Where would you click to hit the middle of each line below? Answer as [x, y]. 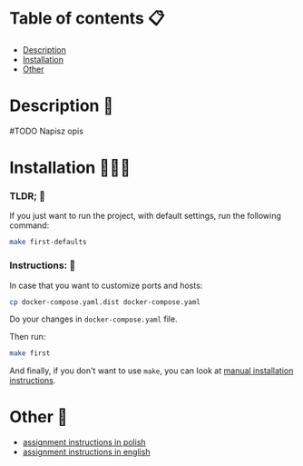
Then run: [28, 337]
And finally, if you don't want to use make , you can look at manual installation [151, 371]
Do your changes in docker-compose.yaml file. [94, 319]
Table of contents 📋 [87, 19]
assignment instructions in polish [84, 442]
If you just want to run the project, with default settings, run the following [145, 216]
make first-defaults [49, 243]
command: [29, 225]
